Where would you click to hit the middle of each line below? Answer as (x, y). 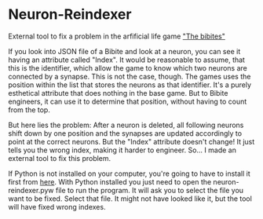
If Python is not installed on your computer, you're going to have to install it (130, 173)
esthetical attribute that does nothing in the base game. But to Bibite (118, 93)
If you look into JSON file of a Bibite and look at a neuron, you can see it (124, 51)
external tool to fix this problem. (60, 158)
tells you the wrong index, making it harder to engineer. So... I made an (122, 150)
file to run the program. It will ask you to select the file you (150, 190)
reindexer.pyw (31, 190)
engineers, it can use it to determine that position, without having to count (128, 101)
